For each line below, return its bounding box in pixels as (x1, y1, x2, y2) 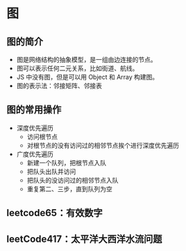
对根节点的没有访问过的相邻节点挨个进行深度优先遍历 (26, 141, 180, 149)
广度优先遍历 (16, 150, 53, 158)
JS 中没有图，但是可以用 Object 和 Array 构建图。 (16, 73, 159, 81)
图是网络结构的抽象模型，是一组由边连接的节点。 (16, 56, 157, 63)
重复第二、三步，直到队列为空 (26, 185, 112, 193)
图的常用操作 (6, 104, 62, 116)
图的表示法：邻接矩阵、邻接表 (16, 82, 102, 90)
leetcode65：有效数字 (6, 207, 103, 219)
